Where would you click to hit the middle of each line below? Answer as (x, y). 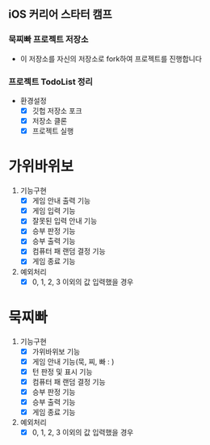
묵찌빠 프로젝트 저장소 (48, 40)
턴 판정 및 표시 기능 (62, 372)
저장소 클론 (49, 121)
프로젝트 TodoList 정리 (50, 82)
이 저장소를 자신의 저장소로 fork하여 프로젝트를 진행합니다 (111, 58)
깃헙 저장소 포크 (57, 111)
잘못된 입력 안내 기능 (65, 221)
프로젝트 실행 (53, 131)
